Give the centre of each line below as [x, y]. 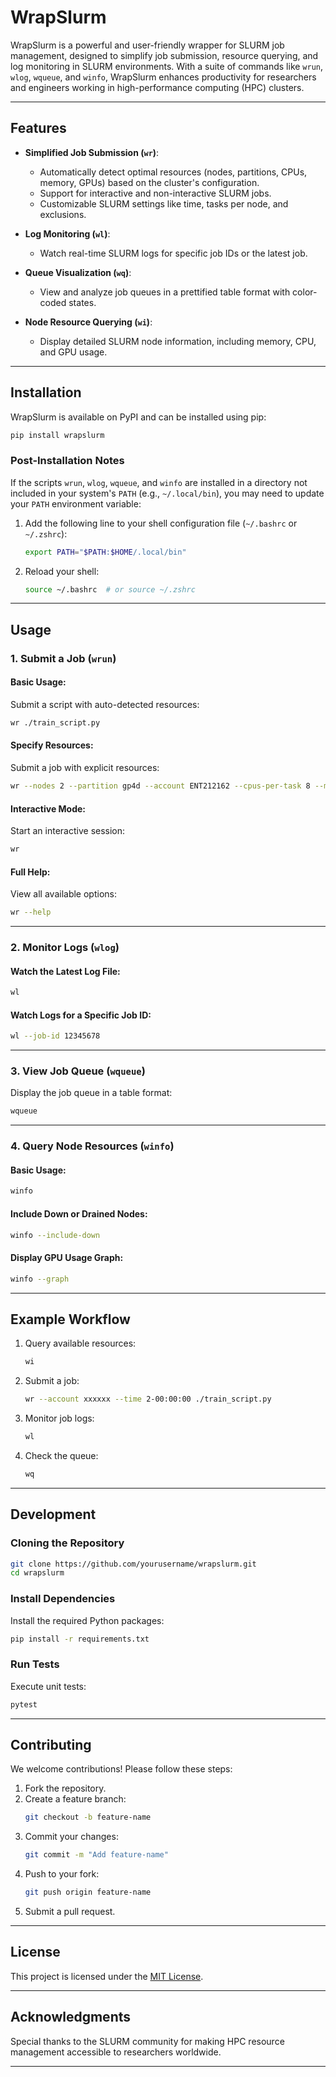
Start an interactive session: [68, 831]
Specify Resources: [52, 745]
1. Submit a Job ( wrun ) [63, 658]
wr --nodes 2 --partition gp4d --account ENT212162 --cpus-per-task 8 [160, 786]
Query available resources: [80, 1343]
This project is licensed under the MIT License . [107, 1976]
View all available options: [63, 894]
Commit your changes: [71, 1837]
